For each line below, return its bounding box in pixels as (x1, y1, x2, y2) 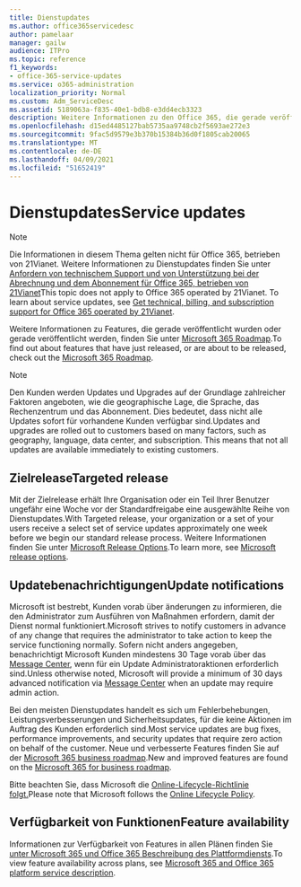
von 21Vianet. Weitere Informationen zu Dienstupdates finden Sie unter (9, 259, 271, 269)
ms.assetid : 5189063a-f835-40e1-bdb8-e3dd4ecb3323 (9, 105, 202, 114)
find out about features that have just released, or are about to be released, (9, 343, 287, 354)
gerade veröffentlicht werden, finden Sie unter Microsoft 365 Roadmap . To (9, 333, 282, 344)
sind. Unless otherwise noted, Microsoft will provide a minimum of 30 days (9, 668, 283, 679)
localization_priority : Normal (9, 88, 126, 97)
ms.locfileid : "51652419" (9, 163, 106, 172)
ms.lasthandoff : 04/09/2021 (9, 154, 115, 164)
